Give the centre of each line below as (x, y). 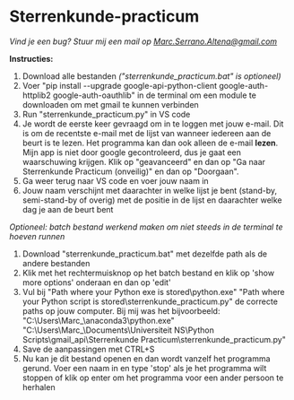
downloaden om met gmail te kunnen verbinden (110, 104)
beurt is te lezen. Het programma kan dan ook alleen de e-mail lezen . (150, 143)
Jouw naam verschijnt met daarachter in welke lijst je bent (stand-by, (150, 190)
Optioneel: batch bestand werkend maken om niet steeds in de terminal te (146, 227)
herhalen (39, 387)
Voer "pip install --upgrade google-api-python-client (120, 85)
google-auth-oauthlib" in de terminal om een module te (155, 95)
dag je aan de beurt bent (68, 209)
